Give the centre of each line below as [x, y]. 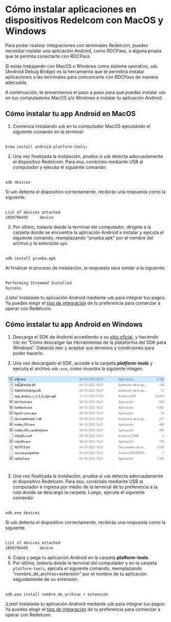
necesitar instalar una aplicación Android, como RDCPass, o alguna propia [83, 51]
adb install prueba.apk [31, 258]
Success [14, 288]
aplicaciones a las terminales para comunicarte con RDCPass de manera [82, 77]
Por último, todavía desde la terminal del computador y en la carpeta [85, 563]
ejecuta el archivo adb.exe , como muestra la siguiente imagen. [78, 368]
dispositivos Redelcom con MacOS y [84, 20]
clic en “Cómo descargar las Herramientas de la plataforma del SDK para [89, 342]
